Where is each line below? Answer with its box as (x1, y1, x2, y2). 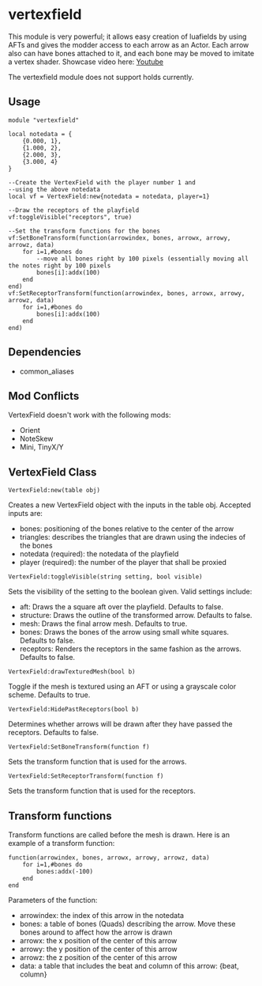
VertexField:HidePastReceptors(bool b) (8, 706, 140, 714)
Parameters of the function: (8, 896, 98, 904)
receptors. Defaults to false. (8, 728, 99, 738)
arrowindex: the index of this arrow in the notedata (19, 911, 184, 920)
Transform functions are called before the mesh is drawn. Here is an (8, 830, 230, 840)
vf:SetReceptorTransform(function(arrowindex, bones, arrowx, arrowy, (8, 289, 245, 298)
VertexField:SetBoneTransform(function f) (8, 743, 150, 751)
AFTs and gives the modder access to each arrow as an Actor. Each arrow (8, 40, 249, 49)
